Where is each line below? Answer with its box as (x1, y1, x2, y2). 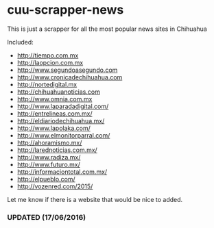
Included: (7, 38, 34, 46)
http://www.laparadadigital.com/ (16, 102, 109, 110)
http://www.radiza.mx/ (16, 153, 81, 161)
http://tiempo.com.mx (16, 51, 79, 60)
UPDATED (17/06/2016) (7, 212, 86, 222)
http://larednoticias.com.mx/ (16, 146, 97, 154)
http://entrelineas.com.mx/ (16, 109, 93, 118)
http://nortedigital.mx (16, 80, 78, 88)
